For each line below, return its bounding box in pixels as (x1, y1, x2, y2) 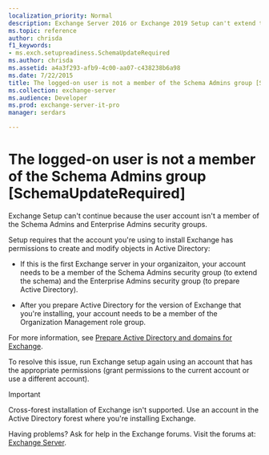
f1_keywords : (8, 42, 52, 50)
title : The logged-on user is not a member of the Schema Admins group (8, 79, 252, 87)
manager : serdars (8, 109, 66, 117)
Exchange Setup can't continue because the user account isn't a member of (8, 210, 260, 221)
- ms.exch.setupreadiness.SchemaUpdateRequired (8, 49, 171, 57)
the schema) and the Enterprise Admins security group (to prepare (19, 276, 240, 286)
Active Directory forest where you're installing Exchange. (8, 413, 196, 423)
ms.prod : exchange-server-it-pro (8, 101, 120, 109)
